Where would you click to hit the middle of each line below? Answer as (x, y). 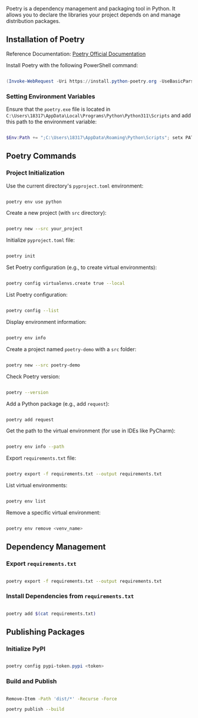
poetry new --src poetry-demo (43, 365)
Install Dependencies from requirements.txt (70, 596)
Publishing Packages (45, 632)
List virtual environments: (37, 486)
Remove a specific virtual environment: (54, 513)
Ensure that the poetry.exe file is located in (58, 109)
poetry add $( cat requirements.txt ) (51, 614)
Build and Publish (32, 681)
